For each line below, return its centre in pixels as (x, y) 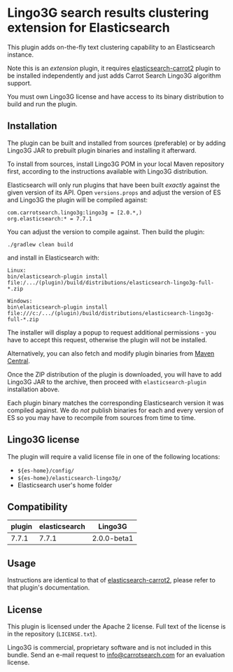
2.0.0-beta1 (113, 538)
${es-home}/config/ (46, 470)
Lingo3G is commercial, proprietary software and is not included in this (110, 647)
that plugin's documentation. (49, 588)
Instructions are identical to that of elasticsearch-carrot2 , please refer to (111, 580)
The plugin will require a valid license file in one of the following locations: (114, 456)
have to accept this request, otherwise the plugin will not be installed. (107, 339)
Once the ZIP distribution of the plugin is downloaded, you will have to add (114, 374)
